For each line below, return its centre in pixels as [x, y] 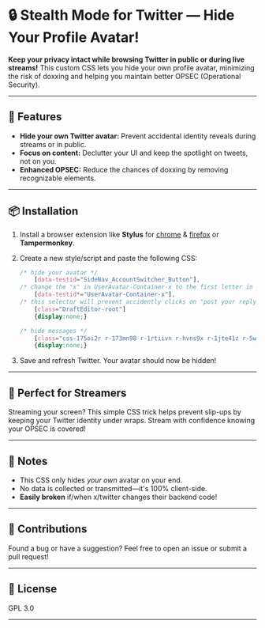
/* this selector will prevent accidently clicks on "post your [127, 302]
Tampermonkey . [47, 243]
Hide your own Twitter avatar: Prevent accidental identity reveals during [138, 136]
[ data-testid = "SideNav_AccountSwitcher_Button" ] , [117, 280]
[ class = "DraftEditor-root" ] [80, 309]
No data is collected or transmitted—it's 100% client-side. [113, 488]
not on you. [38, 161]
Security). [24, 85]
